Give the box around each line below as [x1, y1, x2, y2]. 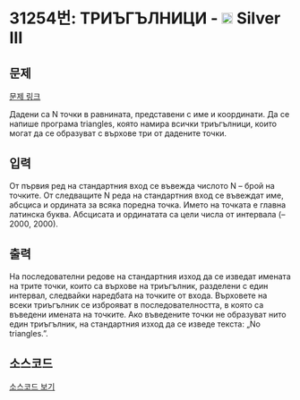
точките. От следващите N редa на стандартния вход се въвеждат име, [9, 190, 284, 200]
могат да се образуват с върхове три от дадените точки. [9, 128, 227, 139]
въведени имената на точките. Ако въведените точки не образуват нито [9, 309, 287, 319]
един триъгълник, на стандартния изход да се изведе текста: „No [9, 319, 261, 329]
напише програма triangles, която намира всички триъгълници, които [9, 118, 278, 129]
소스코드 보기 [9, 381, 56, 392]
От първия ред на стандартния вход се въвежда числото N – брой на [9, 180, 275, 191]
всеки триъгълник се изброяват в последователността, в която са [9, 299, 264, 310]
